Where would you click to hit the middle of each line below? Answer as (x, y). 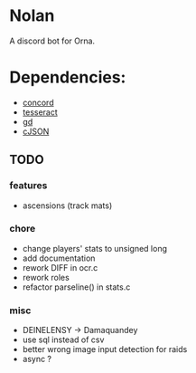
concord (38, 102)
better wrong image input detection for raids (105, 349)
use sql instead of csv (63, 340)
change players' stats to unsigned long (95, 248)
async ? (37, 359)
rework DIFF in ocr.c (60, 267)
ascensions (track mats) (67, 206)
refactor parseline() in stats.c (76, 287)
